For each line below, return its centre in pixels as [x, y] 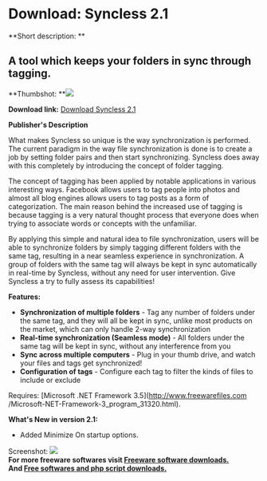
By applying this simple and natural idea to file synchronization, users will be [133, 239]
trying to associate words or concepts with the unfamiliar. [102, 223]
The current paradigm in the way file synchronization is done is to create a [130, 148]
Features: [25, 297]
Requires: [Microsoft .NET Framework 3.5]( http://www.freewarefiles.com [128, 395]
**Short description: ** [47, 36]
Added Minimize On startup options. [79, 435]
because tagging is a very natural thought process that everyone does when [133, 215]
